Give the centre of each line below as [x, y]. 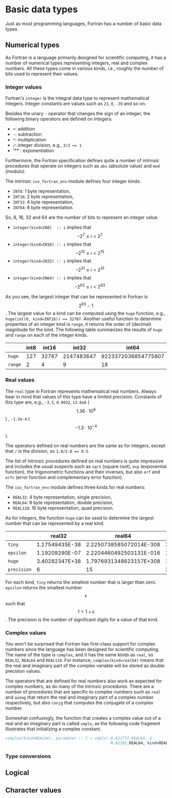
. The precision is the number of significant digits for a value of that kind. [82, 619]
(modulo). [16, 171]
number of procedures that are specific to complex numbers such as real [83, 692]
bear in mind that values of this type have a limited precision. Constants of [84, 396]
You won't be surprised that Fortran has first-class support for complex [80, 644]
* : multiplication [29, 140]
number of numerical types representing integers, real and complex [77, 63]
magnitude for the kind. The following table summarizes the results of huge [84, 330]
